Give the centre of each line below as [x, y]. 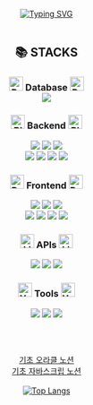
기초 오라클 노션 [46, 359]
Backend [46, 125]
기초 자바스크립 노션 [46, 371]
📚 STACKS [46, 52]
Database [46, 88]
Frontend [46, 185]
